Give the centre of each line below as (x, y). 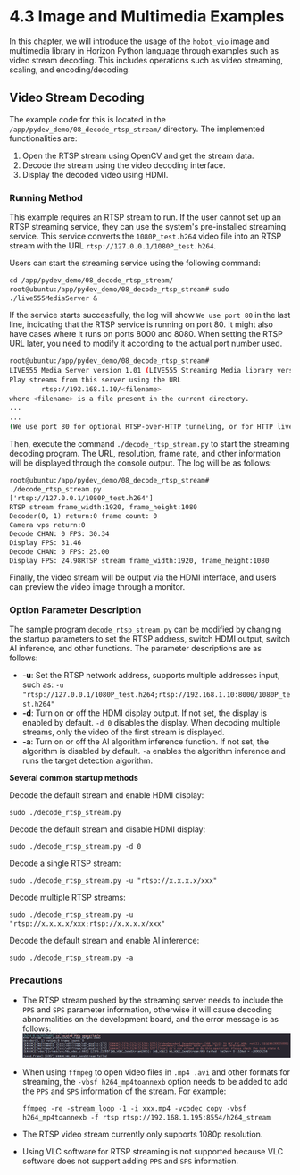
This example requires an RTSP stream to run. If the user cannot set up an (145, 217)
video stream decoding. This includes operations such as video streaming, (146, 60)
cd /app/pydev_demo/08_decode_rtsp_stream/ (92, 281)
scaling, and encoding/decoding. (70, 70)
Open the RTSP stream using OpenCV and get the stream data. (138, 155)
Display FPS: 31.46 (46, 543)
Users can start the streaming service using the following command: (135, 263)
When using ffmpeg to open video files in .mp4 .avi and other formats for (156, 1072)
